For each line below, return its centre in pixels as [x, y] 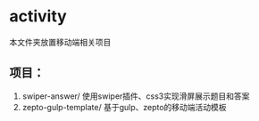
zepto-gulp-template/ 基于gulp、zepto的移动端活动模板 [124, 107]
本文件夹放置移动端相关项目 [60, 42]
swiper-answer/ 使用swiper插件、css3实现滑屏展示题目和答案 [136, 96]
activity [38, 16]
